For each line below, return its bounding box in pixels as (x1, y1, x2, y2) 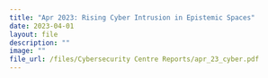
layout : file (9, 30, 58, 39)
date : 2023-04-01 (9, 22, 75, 30)
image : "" (9, 47, 47, 56)
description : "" (9, 38, 70, 48)
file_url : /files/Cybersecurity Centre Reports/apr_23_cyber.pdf (9, 55, 259, 64)
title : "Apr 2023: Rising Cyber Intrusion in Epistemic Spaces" (9, 13, 255, 22)
